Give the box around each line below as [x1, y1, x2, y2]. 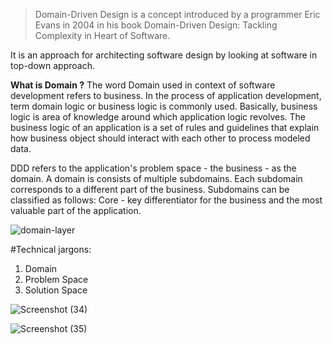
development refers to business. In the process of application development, [10, 90, 322, 101]
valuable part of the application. [10, 205, 142, 216]
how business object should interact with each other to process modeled [10, 132, 311, 144]
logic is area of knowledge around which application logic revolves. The [10, 111, 307, 123]
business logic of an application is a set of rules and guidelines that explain [10, 122, 320, 133]
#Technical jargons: [10, 244, 92, 255]
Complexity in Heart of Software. [34, 30, 171, 41]
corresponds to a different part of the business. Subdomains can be [10, 184, 290, 195]
